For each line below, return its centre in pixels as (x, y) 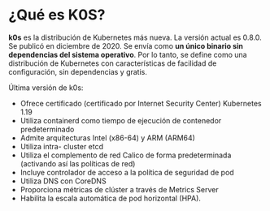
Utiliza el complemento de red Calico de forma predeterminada (126, 155)
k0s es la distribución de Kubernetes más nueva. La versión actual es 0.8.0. (135, 37)
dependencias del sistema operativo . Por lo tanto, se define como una (128, 54)
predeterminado (47, 129)
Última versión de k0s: (46, 88)
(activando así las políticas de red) (78, 163)
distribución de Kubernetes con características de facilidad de (113, 63)
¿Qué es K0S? (57, 15)
